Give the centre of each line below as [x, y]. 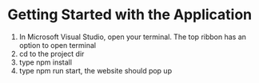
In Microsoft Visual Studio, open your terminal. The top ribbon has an [133, 37]
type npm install [46, 62]
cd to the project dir [52, 53]
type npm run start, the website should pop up [96, 70]
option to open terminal [58, 45]
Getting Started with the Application [130, 15]
